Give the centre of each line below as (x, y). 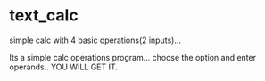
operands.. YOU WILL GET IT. (64, 67)
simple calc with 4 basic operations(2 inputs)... (95, 40)
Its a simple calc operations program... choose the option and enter (133, 57)
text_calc (44, 16)
